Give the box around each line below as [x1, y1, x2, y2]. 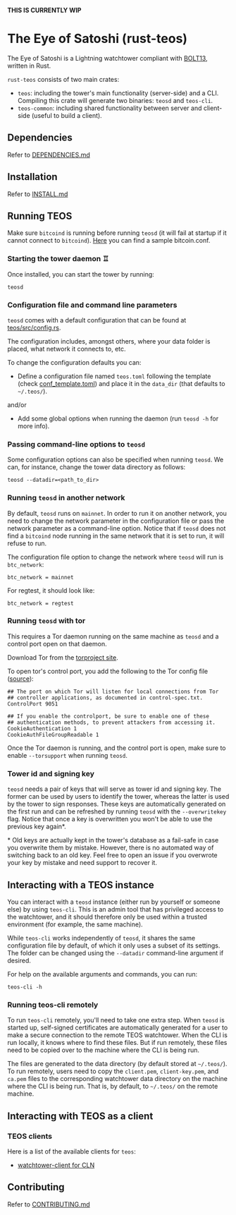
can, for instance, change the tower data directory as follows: [7, 463, 186, 471]
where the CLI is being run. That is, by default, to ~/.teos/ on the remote [7, 1082, 218, 1091]
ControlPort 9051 [7, 700, 58, 708]
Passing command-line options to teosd [7, 439, 146, 449]
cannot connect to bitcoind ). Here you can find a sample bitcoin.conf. [7, 236, 211, 245]
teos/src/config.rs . [7, 323, 61, 332]
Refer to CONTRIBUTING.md [7, 1199, 90, 1209]
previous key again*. [7, 822, 66, 831]
